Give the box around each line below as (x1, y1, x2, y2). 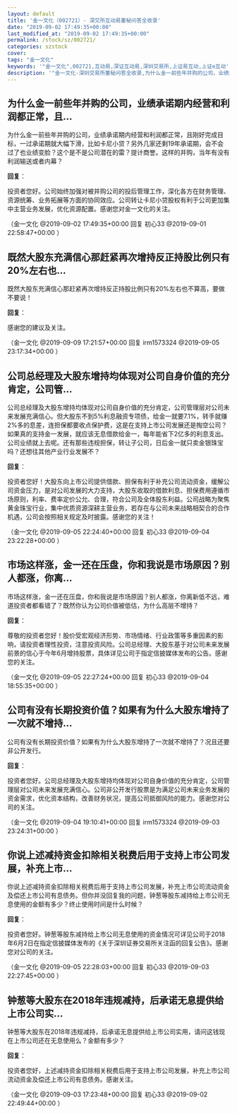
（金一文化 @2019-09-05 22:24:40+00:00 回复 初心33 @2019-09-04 (7, 527, 210, 536)
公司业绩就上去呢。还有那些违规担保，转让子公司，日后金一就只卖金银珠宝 (7, 438, 224, 447)
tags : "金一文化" (7, 56, 54, 64)
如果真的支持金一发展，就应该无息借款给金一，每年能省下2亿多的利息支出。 (7, 429, 228, 438)
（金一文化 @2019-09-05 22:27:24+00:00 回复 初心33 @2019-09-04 (7, 672, 209, 681)
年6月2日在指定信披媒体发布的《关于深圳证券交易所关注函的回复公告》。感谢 (7, 939, 229, 947)
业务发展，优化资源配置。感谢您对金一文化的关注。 (25, 205, 174, 213)
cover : (7, 50, 27, 57)
